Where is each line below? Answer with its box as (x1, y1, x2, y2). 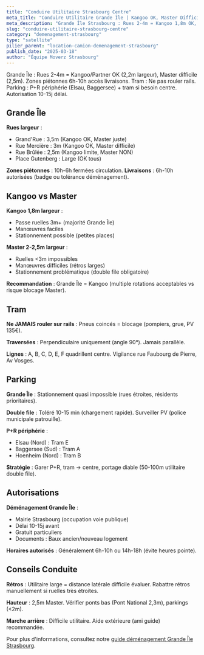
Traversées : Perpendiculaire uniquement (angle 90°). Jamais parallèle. (6, 339, 186, 346)
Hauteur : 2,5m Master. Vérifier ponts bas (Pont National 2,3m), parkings (6, 598, 188, 606)
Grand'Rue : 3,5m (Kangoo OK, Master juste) (15, 136, 127, 143)
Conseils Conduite (6, 564, 78, 575)
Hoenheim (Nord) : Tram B (15, 451, 81, 459)
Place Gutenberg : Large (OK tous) (15, 155, 102, 162)
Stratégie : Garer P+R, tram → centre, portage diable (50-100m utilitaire (6, 463, 185, 471)
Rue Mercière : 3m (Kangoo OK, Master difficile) (15, 142, 135, 150)
